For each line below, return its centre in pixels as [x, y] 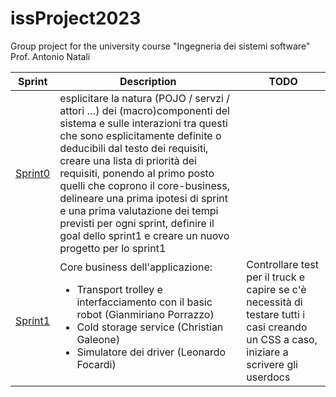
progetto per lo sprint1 [113, 248]
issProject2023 [76, 18]
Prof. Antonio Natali [50, 56]
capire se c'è [276, 289]
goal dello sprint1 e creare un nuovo [144, 235]
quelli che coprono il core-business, [144, 185]
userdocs [268, 377]
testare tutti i [276, 314]
